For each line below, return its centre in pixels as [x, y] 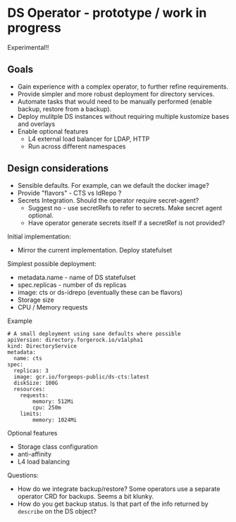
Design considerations [58, 168]
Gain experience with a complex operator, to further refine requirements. [123, 87]
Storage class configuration [58, 446]
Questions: [23, 475]
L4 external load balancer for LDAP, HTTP [89, 139]
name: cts [28, 358]
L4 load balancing [44, 461]
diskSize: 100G [36, 383]
